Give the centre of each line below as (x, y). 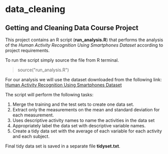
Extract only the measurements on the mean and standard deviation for (86, 110)
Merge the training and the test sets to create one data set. (73, 104)
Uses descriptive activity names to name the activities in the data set (83, 120)
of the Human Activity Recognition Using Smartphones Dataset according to (84, 45)
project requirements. (28, 50)
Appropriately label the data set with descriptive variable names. (79, 126)
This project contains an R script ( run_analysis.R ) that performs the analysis (84, 40)
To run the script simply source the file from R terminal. (62, 60)
